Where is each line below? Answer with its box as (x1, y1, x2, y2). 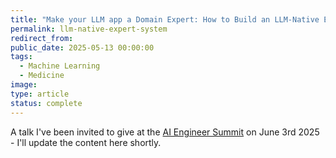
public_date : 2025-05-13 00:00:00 (10, 42, 155, 53)
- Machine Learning (19, 61, 101, 71)
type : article (10, 89, 70, 99)
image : (10, 80, 38, 90)
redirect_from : (10, 33, 74, 43)
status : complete (10, 98, 83, 108)
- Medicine (19, 71, 65, 81)
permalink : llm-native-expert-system (10, 24, 168, 34)
